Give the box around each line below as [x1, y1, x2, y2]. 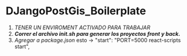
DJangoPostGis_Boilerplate [5, 4, 147, 18]
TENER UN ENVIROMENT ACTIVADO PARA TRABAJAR [14, 24, 151, 31]
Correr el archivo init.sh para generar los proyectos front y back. [14, 30, 180, 37]
